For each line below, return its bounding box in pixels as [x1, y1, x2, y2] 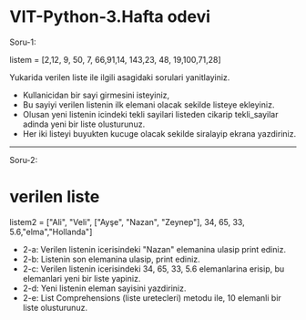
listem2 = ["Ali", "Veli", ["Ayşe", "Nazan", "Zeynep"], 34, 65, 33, [9, 216, 245, 227]
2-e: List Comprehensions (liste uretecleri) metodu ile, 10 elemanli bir [22, 292, 282, 303]
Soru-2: [9, 154, 38, 165]
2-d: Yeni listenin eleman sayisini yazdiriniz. [22, 283, 187, 294]
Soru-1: [9, 36, 36, 47]
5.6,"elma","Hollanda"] [9, 226, 93, 237]
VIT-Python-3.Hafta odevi [9, 6, 211, 27]
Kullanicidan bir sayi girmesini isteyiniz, [22, 89, 170, 100]
